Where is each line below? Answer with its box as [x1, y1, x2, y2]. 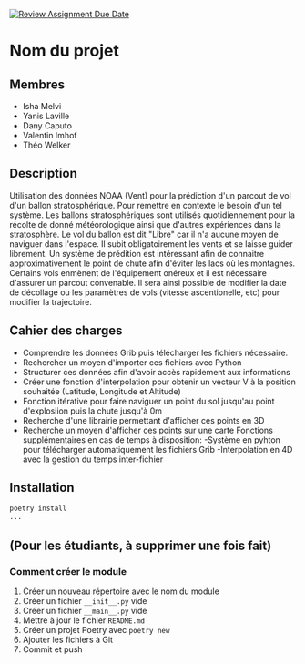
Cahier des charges [9, 323, 123, 339]
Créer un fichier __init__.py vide [22, 595, 147, 606]
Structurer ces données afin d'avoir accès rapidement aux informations [22, 366, 291, 377]
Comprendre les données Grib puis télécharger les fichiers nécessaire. [22, 347, 289, 358]
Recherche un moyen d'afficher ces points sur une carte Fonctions [22, 424, 273, 435]
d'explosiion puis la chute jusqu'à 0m [22, 405, 162, 416]
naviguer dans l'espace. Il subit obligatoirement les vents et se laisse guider [9, 238, 293, 250]
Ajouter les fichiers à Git [22, 634, 114, 645]
